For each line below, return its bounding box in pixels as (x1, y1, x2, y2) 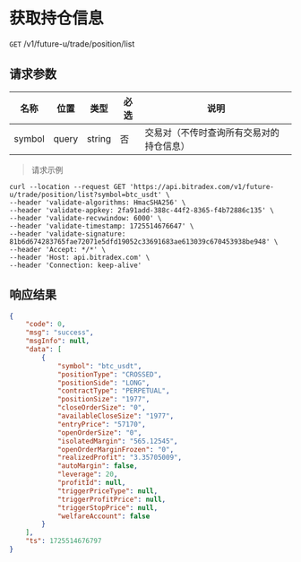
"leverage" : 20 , (56, 470, 118, 480)
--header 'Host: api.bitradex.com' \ (9, 253, 150, 262)
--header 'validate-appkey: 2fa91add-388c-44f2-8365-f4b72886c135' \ (9, 205, 275, 215)
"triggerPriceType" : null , (56, 486, 159, 496)
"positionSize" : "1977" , (56, 395, 150, 404)
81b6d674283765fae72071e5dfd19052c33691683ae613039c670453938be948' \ (9, 237, 279, 246)
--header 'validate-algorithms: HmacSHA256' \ (9, 198, 186, 207)
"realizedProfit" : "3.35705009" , (56, 454, 182, 463)
